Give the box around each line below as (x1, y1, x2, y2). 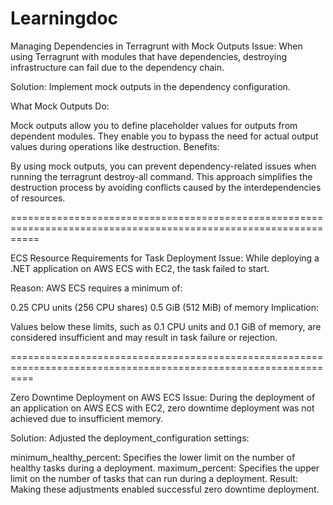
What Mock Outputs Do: (10, 100, 110, 112)
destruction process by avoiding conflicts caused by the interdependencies (10, 181, 322, 193)
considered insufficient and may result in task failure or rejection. (10, 331, 278, 343)
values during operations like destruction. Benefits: (10, 140, 220, 152)
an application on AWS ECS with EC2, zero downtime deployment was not (10, 402, 315, 414)
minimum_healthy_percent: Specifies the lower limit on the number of (10, 451, 296, 463)
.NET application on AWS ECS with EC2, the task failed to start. (10, 262, 270, 274)
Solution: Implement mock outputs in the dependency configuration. (10, 80, 291, 92)
